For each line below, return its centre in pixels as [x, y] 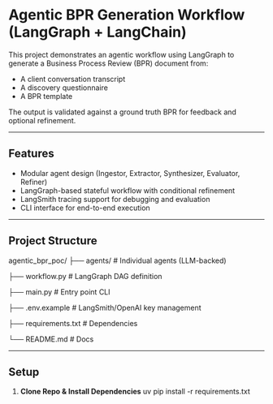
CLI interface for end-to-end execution [85, 208]
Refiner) [34, 182]
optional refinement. [42, 120]
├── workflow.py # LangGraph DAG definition [85, 276]
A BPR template [46, 96]
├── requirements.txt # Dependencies [73, 323]
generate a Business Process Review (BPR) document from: [108, 63]
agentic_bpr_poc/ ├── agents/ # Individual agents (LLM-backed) [117, 260]
